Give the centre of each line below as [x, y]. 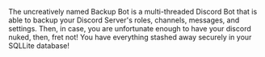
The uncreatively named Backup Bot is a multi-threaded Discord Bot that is [133, 12]
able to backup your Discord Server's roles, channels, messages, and [124, 20]
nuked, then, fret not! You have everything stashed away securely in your [130, 37]
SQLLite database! [39, 46]
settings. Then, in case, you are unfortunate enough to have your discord [130, 28]
